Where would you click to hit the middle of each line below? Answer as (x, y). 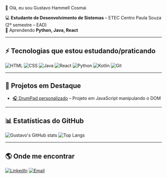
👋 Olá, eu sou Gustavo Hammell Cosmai (46, 8)
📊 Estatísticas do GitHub (44, 121)
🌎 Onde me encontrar (40, 156)
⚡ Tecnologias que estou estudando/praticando (80, 51)
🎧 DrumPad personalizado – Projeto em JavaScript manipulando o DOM (86, 98)
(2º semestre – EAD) (26, 25)
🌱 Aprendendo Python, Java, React (42, 30)
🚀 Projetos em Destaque (43, 86)
